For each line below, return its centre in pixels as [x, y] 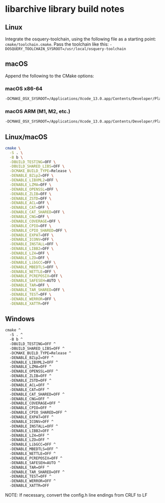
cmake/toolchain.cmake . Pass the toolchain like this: [57, 44]
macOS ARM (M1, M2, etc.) [38, 111]
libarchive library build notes [65, 9]
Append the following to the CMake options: [50, 76]
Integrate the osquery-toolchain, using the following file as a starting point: [81, 39]
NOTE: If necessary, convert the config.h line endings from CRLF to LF [76, 495]
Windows [20, 319]
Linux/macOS [26, 137]
